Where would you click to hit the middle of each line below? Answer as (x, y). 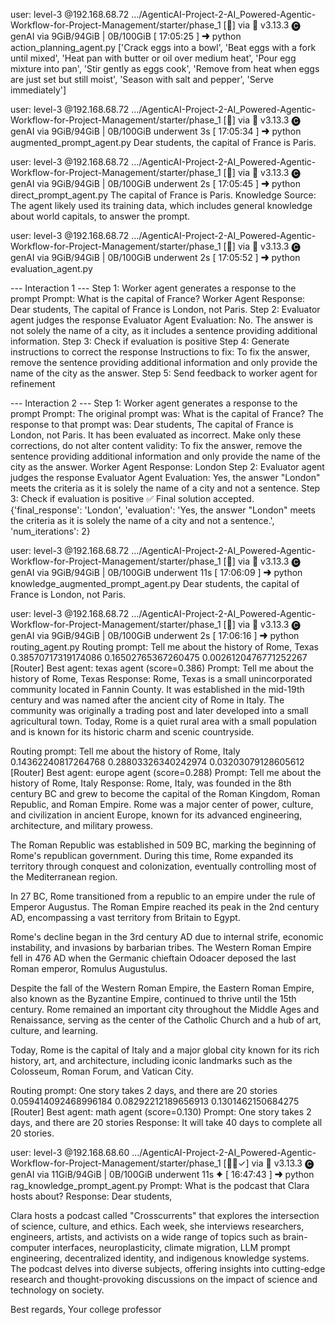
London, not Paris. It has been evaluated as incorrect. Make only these (156, 435)
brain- (295, 1237)
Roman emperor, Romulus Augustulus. (89, 968)
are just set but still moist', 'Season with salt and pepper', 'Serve (142, 79)
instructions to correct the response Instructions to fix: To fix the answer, (160, 352)
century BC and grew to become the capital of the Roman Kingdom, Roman (165, 793)
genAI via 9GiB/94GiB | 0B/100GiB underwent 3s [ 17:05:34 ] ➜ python (156, 131)
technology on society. (57, 1290)
